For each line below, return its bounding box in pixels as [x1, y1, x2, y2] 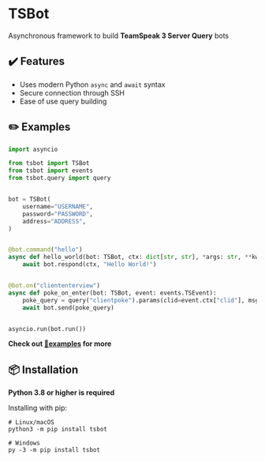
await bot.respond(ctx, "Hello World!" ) [22, 261, 157, 269]
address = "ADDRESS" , [22, 217, 87, 225]
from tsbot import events [8, 167, 93, 175]
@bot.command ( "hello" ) [8, 246, 83, 254]
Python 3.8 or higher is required [8, 388, 115, 397]
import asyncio [8, 145, 58, 153]
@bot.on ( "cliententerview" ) [8, 282, 101, 290]
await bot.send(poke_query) [22, 303, 114, 312]
